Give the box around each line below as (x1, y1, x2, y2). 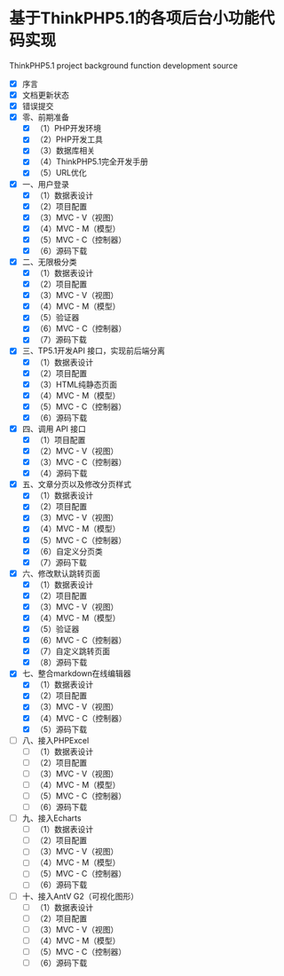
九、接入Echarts (21, 813, 82, 823)
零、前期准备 (21, 112, 69, 122)
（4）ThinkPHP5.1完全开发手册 (35, 156, 149, 167)
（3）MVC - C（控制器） (35, 457, 127, 468)
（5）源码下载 (35, 724, 87, 735)
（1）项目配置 (35, 434, 86, 445)
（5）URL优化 (35, 168, 87, 178)
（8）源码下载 (35, 657, 88, 668)
